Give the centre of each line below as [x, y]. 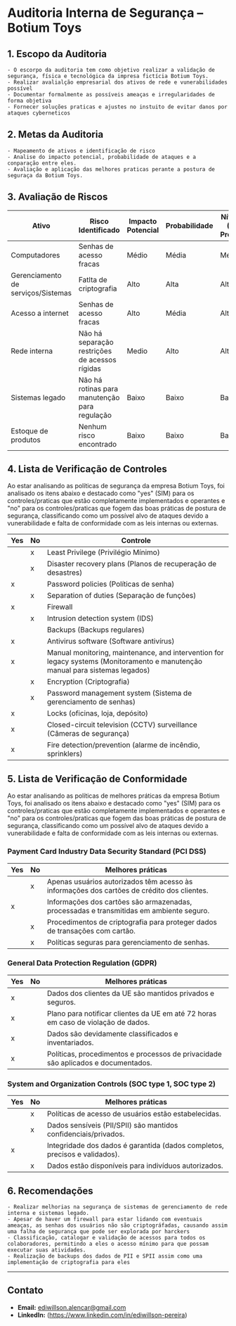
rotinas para [98, 388]
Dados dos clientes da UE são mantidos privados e [131, 993]
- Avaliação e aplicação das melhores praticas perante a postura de [111, 169]
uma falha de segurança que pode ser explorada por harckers [99, 1231]
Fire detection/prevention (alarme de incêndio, [123, 745]
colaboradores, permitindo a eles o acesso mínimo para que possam [108, 1244]
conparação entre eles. [42, 163]
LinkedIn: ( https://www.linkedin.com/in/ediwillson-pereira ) [102, 1315]
